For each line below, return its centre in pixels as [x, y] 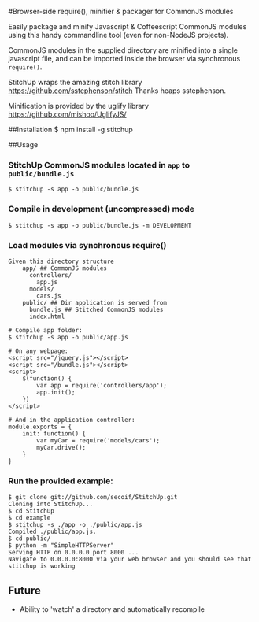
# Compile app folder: [45, 330]
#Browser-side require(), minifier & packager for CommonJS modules [121, 11]
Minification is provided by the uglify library [79, 106]
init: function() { [54, 433]
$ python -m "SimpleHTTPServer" [61, 546]
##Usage [23, 144]
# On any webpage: [38, 351]
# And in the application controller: [72, 420]
